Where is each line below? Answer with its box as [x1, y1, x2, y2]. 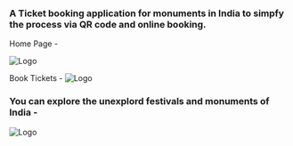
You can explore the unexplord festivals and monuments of [9, 95, 270, 108]
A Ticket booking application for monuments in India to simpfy [9, 7, 285, 20]
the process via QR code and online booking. [9, 18, 207, 30]
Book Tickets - [9, 73, 63, 84]
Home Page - [9, 38, 59, 49]
